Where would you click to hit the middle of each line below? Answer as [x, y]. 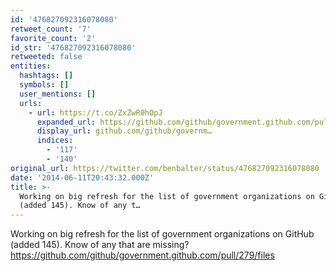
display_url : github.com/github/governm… [124, 131]
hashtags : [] [46, 76]
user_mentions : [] [58, 94]
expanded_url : [66, 122]
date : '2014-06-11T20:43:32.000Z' [82, 177]
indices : [55, 141]
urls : [31, 103]
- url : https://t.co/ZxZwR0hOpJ [95, 112]
